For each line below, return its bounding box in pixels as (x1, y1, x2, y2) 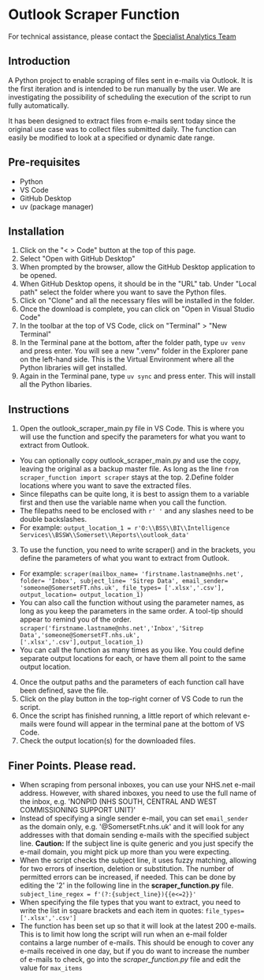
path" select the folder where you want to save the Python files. (19, 287, 227, 297)
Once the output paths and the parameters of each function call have (19, 678, 244, 687)
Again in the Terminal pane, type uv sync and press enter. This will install (19, 371, 256, 381)
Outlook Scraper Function (8, 6, 180, 24)
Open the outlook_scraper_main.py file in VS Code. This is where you (19, 424, 244, 434)
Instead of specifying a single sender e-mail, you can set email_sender (19, 813, 249, 823)
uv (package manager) (19, 201, 95, 211)
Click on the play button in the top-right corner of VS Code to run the (19, 694, 244, 704)
